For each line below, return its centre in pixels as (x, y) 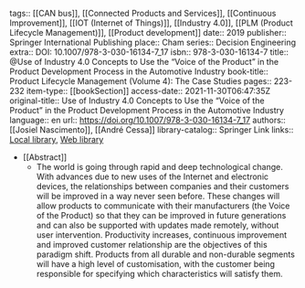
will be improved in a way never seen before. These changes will (158, 196)
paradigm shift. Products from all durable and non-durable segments (165, 254)
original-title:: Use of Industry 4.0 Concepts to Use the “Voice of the (137, 101)
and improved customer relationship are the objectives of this (152, 245)
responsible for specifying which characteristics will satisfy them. (159, 274)
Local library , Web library (57, 139)
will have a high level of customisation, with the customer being (156, 264)
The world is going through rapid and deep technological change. (159, 167)
